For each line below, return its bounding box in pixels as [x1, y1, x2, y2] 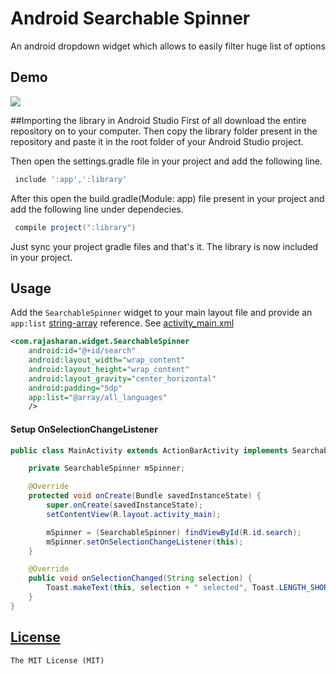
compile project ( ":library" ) [14, 222, 137, 232]
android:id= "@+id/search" [28, 346, 137, 356]
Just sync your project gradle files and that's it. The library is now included [10, 240, 319, 252]
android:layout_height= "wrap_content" [28, 364, 190, 374]
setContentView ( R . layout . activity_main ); [46, 509, 222, 519]
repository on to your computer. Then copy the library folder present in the [10, 125, 318, 137]
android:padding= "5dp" [28, 383, 123, 393]
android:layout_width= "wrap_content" [28, 355, 186, 366]
